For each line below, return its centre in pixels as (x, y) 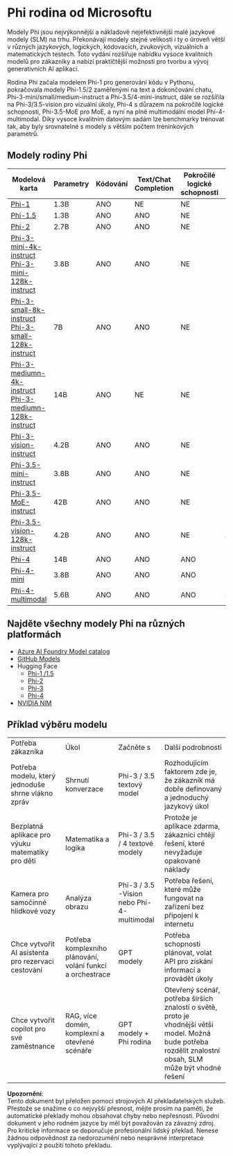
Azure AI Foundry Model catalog (63, 651)
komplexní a (85, 1033)
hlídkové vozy (33, 911)
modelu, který (33, 776)
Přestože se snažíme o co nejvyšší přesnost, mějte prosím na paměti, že (110, 1109)
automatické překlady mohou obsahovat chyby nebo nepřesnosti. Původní (113, 1116)
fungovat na (184, 898)
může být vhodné (193, 1068)
